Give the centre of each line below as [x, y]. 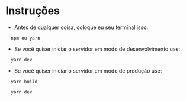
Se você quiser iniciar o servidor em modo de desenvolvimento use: [97, 49]
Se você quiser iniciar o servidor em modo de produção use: [88, 71]
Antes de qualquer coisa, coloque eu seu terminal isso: [81, 27]
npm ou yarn [26, 38]
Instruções [33, 11]
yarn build [24, 82]
